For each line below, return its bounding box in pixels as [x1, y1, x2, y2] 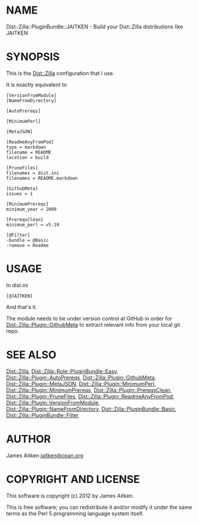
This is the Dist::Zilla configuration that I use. [6, 69, 115, 77]
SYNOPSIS [6, 50, 60, 64]
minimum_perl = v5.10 [6, 222, 60, 228]
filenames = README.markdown [6, 175, 78, 181]
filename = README [6, 149, 51, 155]
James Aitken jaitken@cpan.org [6, 451, 84, 459]
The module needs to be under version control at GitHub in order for [6, 314, 173, 322]
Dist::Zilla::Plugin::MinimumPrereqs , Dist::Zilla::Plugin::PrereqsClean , [6, 386, 172, 394]
